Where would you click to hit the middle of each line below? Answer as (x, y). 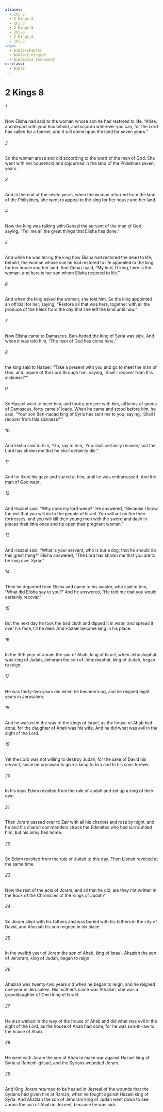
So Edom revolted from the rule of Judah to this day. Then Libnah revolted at (81, 859)
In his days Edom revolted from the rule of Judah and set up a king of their (79, 791)
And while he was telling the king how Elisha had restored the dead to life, (79, 257)
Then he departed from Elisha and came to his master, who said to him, (76, 587)
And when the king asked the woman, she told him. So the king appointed (79, 299)
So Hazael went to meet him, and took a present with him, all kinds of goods (81, 404)
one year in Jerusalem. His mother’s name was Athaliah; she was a (72, 990)
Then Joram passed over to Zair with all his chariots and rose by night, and (80, 822)
